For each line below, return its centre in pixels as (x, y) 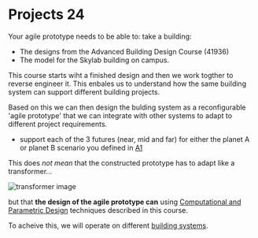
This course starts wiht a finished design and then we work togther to (121, 75)
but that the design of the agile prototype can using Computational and (125, 202)
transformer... (30, 171)
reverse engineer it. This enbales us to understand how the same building (127, 84)
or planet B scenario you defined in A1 (81, 147)
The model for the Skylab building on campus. (94, 60)
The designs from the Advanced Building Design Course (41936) (124, 51)
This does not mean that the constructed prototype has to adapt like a (122, 162)
